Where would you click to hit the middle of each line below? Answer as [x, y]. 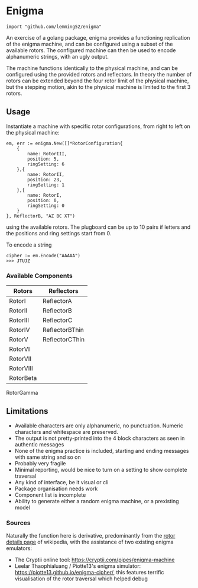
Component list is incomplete [50, 495]
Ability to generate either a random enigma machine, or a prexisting [97, 501]
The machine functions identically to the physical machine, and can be [92, 68]
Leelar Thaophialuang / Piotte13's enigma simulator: [77, 566]
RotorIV [20, 330]
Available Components [39, 276]
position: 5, [43, 159]
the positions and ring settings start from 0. [59, 233]
